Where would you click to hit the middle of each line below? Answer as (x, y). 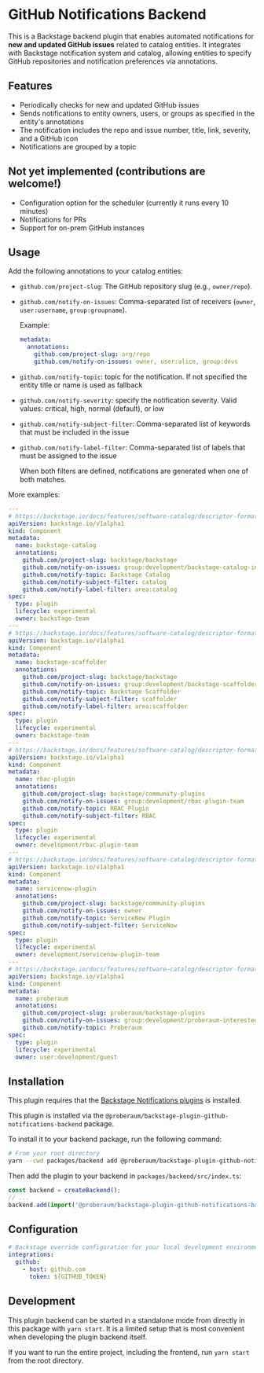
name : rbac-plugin (46, 780)
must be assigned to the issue (68, 455)
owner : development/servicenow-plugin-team (87, 955)
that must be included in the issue (74, 432)
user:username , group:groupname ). (73, 310)
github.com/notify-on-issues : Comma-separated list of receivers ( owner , (137, 302)
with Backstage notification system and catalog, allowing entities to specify (130, 53)
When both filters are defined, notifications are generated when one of (134, 471)
